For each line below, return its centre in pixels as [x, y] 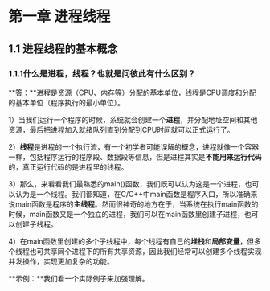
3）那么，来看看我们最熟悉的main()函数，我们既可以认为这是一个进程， [127, 184]
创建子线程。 [36, 224]
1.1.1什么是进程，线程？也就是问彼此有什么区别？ [102, 73]
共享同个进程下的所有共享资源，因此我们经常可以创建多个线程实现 [152, 251]
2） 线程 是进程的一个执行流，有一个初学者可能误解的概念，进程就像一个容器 [134, 146]
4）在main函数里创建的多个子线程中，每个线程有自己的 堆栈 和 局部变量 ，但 [131, 241]
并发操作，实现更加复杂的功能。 [61, 261]
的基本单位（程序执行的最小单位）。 [66, 102]
